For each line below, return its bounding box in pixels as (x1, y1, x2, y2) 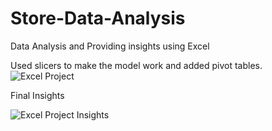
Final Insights (10, 89, 65, 101)
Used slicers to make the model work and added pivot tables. (10, 59, 263, 71)
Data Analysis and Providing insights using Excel (10, 40, 210, 52)
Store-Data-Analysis (10, 7, 186, 30)
